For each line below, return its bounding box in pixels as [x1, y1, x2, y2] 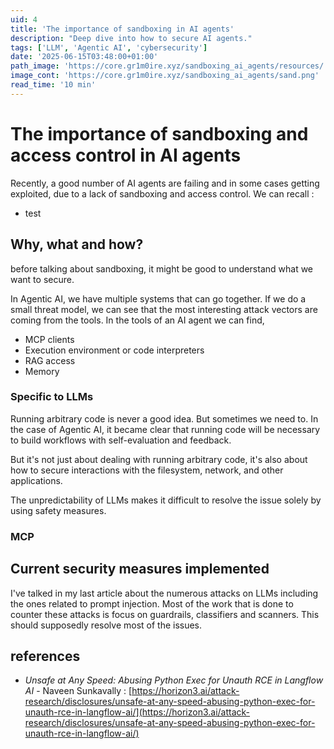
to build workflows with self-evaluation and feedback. [10, 434, 232, 446]
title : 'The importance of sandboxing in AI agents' [10, 24, 235, 34]
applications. [10, 474, 63, 486]
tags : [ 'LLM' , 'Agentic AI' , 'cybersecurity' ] [10, 42, 208, 53]
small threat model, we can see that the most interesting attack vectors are [10, 303, 318, 315]
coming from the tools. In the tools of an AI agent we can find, [10, 314, 265, 326]
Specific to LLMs [10, 390, 94, 404]
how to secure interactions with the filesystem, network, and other [10, 464, 284, 476]
